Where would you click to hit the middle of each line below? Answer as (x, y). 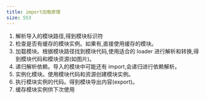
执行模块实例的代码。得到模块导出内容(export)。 (76, 82)
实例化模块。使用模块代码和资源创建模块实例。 (74, 74)
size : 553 (19, 18)
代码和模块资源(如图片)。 (63, 59)
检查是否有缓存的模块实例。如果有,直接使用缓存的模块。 (86, 43)
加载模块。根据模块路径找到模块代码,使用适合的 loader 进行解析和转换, (104, 51)
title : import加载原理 (33, 12)
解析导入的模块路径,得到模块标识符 (59, 36)
